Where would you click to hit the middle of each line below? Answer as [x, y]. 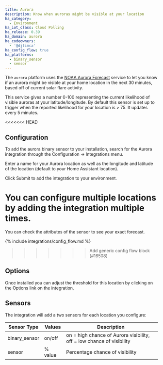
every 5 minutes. [22, 113]
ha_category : [18, 18]
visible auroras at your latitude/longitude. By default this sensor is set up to [80, 102]
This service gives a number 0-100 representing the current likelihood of [78, 97]
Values [53, 327]
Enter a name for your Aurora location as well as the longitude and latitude [79, 164]
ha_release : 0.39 [23, 32]
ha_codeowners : [20, 41]
